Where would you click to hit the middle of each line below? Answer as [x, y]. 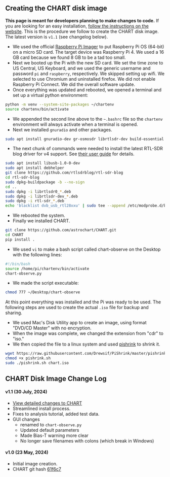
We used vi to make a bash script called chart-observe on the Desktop [87, 249]
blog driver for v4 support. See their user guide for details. [74, 154]
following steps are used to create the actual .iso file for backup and [77, 308]
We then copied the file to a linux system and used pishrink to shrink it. [86, 344]
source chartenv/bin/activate [37, 109]
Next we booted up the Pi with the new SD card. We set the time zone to [88, 62]
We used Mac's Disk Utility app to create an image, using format [79, 323]
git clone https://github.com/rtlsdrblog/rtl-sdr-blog [64, 173]
